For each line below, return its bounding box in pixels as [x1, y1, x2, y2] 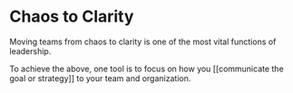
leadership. [9, 45, 52, 56]
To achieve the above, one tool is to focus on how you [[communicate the [9, 63, 284, 74]
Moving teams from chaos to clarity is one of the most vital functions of [9, 36, 277, 47]
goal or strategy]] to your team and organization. [9, 72, 191, 83]
